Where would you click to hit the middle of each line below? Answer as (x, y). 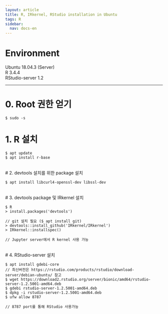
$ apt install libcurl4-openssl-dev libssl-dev (56, 182)
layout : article (22, 10)
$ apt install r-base (28, 158)
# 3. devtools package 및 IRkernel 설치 (44, 197)
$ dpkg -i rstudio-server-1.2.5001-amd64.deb (53, 292)
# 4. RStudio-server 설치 (30, 255)
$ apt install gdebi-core (32, 264)
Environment (32, 53)
